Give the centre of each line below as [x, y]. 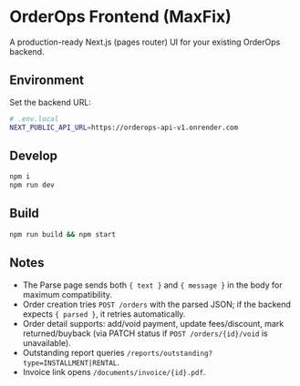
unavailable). [47, 342]
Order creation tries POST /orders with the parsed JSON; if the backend [157, 304]
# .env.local [34, 119]
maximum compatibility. [67, 294]
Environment [47, 81]
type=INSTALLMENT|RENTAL [70, 363]
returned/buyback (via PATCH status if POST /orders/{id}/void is [145, 333]
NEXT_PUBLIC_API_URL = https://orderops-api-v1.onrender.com [124, 127]
